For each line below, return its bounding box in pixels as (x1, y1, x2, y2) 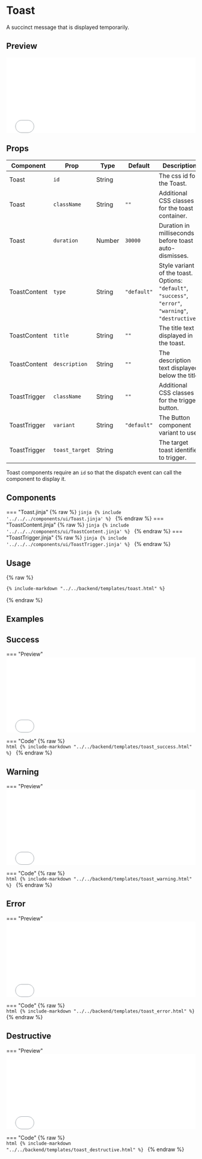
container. (158, 212, 188, 220)
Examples (6, 614, 44, 624)
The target (158, 438, 188, 447)
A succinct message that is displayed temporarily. (6, 24, 129, 31)
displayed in (158, 331, 193, 339)
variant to (158, 429, 186, 437)
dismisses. (158, 251, 189, 260)
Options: (158, 276, 183, 284)
